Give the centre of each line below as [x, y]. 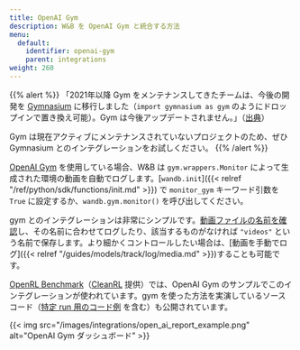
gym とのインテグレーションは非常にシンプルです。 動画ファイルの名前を [144, 220]
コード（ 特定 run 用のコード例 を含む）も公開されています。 [121, 307]
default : [34, 43]
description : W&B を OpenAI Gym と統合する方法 [95, 26]
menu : [19, 34]
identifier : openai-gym [70, 51]
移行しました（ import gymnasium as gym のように [172, 106]
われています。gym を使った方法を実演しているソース [187, 295]
